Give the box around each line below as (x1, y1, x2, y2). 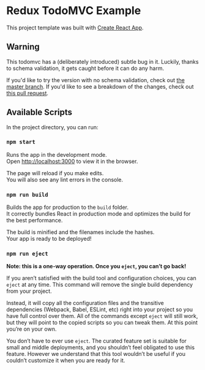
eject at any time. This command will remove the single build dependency (6, 281, 193, 289)
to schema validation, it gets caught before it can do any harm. (6, 64, 164, 72)
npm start (6, 138, 35, 146)
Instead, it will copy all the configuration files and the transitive (6, 300, 164, 307)
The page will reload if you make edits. (6, 169, 104, 176)
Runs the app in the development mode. (6, 151, 107, 158)
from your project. (6, 287, 52, 295)
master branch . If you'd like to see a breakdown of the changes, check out (6, 83, 194, 90)
